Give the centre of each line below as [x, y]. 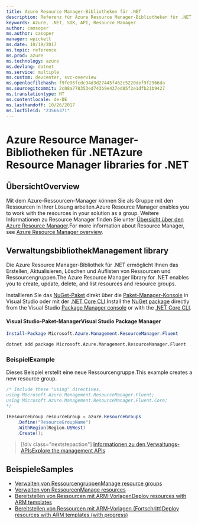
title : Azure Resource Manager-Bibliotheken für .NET [74, 12]
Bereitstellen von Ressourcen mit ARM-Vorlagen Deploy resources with [100, 496]
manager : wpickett [29, 39]
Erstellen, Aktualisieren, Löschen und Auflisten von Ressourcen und [88, 271]
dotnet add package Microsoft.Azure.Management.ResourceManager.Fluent [96, 344]
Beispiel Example [30, 360]
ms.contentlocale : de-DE [37, 99]
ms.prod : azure [25, 56]
